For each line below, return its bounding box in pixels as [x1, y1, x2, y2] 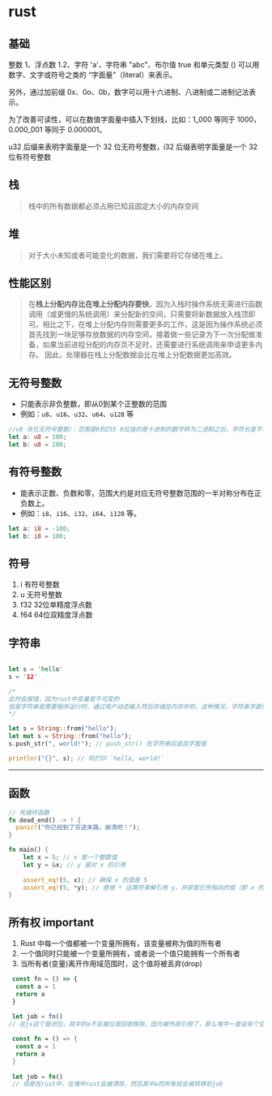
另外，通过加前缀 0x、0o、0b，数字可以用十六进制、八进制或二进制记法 [8, 88, 249, 97]
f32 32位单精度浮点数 [19, 600, 93, 610]
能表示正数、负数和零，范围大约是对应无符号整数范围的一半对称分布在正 [19, 488, 261, 497]
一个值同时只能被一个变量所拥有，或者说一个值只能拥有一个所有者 [19, 948, 240, 959]
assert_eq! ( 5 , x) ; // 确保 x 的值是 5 [23, 875, 148, 884]
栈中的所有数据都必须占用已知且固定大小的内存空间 [28, 201, 199, 211]
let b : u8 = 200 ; [8, 441, 67, 449]
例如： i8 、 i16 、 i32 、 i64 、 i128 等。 [19, 508, 142, 518]
